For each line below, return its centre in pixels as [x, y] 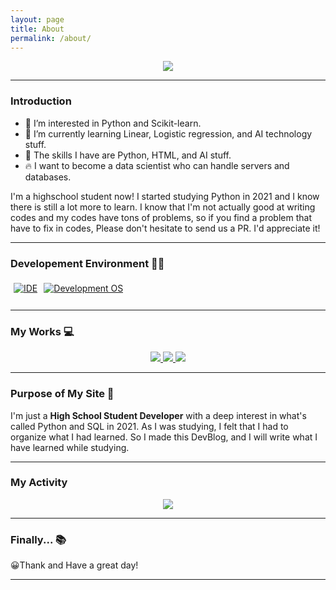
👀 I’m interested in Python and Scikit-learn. [113, 123]
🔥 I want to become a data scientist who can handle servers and [157, 165]
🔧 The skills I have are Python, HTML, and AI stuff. [128, 155]
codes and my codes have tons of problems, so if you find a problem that [161, 217]
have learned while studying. [70, 447]
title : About [37, 29]
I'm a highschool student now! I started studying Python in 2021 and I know [165, 196]
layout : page [37, 19]
